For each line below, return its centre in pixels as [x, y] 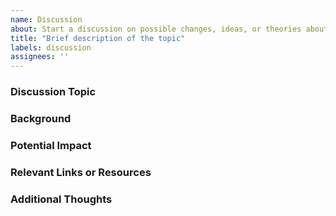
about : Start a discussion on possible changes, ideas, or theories [156, 29]
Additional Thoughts [61, 199]
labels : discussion [51, 47]
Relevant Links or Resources [81, 172]
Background [41, 118]
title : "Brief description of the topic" [98, 38]
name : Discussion [46, 19]
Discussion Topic [53, 92]
